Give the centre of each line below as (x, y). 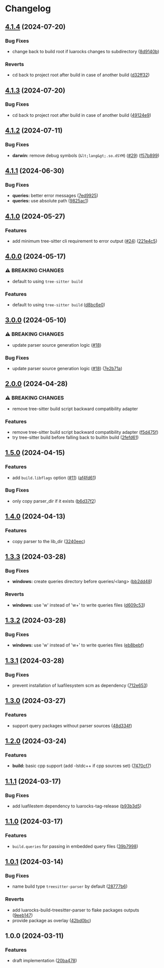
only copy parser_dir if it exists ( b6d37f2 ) (54, 501)
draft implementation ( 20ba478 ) (44, 961)
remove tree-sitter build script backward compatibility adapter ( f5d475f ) (85, 432)
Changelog (28, 9)
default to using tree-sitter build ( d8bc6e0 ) (59, 305)
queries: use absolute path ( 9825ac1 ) (50, 201)
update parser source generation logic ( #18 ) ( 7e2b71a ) (67, 368)
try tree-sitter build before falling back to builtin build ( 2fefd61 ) (75, 437)
